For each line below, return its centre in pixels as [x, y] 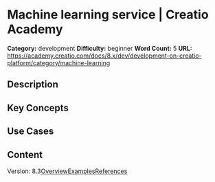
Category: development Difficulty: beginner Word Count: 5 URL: [100, 48]
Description [33, 85]
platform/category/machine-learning [59, 62]
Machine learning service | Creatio [108, 15]
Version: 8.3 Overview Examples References [67, 171]
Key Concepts [38, 107]
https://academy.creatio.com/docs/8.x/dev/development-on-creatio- [104, 56]
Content [25, 155]
